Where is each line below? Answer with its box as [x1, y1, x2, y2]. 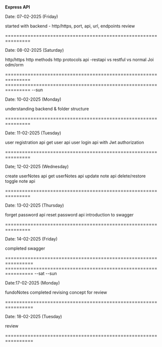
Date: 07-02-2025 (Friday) [5, 14, 58, 19]
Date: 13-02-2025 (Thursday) [5, 202, 64, 208]
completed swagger [5, 245, 45, 251]
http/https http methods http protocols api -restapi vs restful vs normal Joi [5, 57, 154, 63]
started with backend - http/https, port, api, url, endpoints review [5, 23, 135, 29]
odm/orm [5, 62, 24, 67]
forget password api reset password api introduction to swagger [5, 212, 134, 217]
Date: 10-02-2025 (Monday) [5, 96, 62, 102]
